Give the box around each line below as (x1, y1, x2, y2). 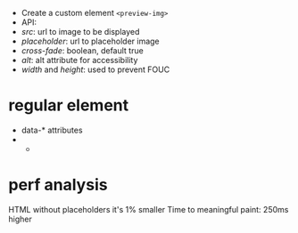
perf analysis (8, 175, 108, 195)
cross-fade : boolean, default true (21, 45, 144, 56)
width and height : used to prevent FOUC (21, 64, 170, 75)
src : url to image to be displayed (21, 27, 140, 36)
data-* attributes (21, 125, 83, 135)
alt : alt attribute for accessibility (21, 55, 138, 65)
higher (8, 213, 32, 224)
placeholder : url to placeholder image (21, 36, 160, 46)
